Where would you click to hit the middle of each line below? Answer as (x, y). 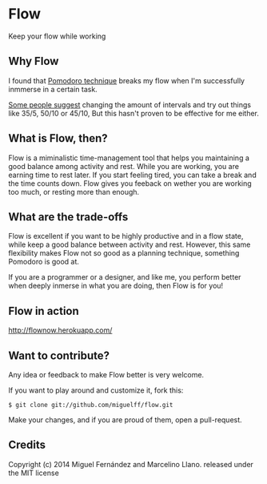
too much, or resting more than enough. (74, 192)
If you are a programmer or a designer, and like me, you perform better (125, 277)
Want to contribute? (59, 355)
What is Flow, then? (58, 138)
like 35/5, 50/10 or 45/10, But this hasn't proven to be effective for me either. (134, 113)
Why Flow (34, 61)
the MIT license (34, 473)
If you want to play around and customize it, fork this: (96, 390)
